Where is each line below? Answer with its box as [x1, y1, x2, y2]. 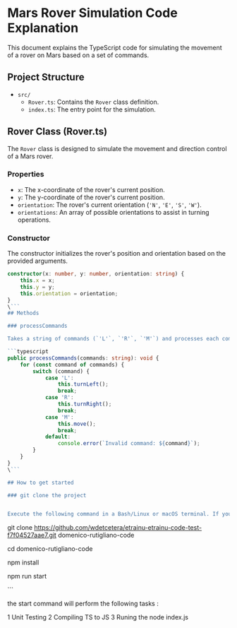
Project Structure [7, 71, 85, 83]
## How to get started [7, 479, 74, 486]
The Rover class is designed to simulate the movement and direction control [7, 144, 227, 153]
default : [44, 433, 71, 441]
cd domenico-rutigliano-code [7, 545, 93, 553]
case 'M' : [44, 413, 74, 421]
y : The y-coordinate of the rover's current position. [17, 193, 165, 201]
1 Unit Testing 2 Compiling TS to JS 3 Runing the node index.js [7, 613, 189, 622]
